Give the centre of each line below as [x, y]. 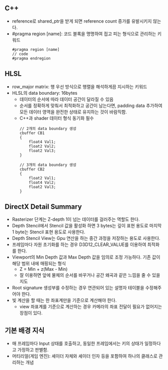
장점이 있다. [31, 313]
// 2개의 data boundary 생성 [48, 129]
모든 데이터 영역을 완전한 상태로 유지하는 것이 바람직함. [73, 112]
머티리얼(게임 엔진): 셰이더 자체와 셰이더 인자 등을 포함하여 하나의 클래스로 [85, 356]
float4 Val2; [43, 182]
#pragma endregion [31, 58]
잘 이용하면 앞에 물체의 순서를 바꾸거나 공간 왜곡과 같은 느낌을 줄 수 [85, 275]
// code [20, 54]
